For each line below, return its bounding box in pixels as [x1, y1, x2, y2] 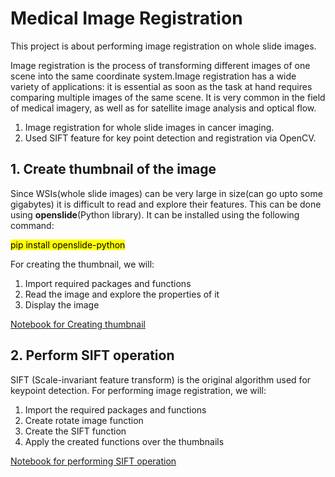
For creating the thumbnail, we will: [10, 258, 155, 270]
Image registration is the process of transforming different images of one [10, 59, 311, 71]
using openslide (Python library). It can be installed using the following [10, 208, 300, 221]
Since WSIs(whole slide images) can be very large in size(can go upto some [10, 187, 323, 199]
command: [10, 219, 55, 231]
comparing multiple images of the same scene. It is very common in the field [10, 91, 326, 103]
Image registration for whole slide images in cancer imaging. [24, 121, 275, 133]
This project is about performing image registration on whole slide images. [10, 40, 317, 52]
